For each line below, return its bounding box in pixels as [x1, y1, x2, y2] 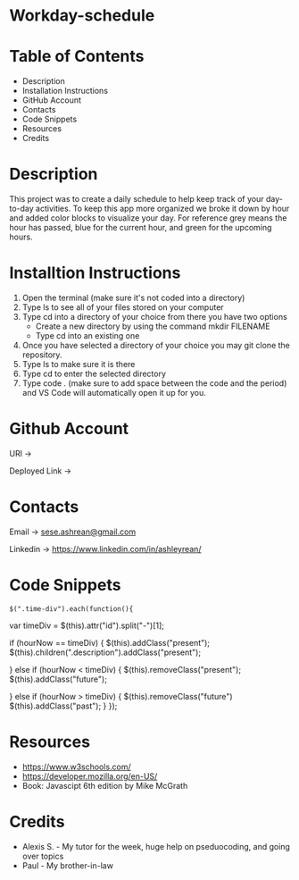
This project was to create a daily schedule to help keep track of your [9, 194, 265, 205]
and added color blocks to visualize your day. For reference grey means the [9, 213, 287, 223]
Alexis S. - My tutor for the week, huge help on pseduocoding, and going [21, 841, 290, 851]
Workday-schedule [9, 5, 155, 26]
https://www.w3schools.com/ [21, 761, 131, 772]
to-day [9, 203, 34, 214]
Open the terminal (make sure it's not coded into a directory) [21, 292, 245, 303]
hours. [9, 231, 33, 242]
